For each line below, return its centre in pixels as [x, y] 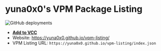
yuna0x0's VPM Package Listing [74, 9]
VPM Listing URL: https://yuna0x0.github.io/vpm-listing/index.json [84, 43]
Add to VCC [25, 32]
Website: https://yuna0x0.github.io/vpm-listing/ [61, 38]
